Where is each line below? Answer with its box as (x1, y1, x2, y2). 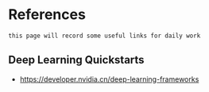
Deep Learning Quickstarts (8, 53, 145, 67)
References (8, 6, 86, 24)
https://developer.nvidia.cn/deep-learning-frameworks (19, 74, 199, 84)
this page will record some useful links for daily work (8, 32, 201, 40)
